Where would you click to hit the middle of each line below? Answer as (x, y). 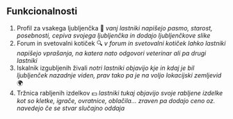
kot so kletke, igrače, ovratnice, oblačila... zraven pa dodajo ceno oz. (116, 100)
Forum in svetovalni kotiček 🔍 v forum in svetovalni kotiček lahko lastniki (121, 43)
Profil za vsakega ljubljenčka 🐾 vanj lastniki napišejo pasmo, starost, (114, 28)
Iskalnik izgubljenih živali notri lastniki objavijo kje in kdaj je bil (105, 68)
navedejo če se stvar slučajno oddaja (71, 108)
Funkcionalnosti (42, 11)
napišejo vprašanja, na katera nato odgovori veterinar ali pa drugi (111, 53)
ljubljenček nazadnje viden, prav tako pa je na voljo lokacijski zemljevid (119, 75)
